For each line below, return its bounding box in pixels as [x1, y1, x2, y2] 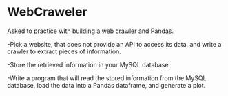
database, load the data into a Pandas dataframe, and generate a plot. [7, 81, 206, 89]
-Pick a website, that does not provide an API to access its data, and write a [7, 40, 222, 48]
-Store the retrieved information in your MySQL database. [7, 60, 171, 69]
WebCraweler [7, 4, 87, 20]
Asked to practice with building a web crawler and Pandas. [7, 27, 174, 35]
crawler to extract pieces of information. [7, 47, 122, 56]
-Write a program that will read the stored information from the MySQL [7, 73, 207, 82]
